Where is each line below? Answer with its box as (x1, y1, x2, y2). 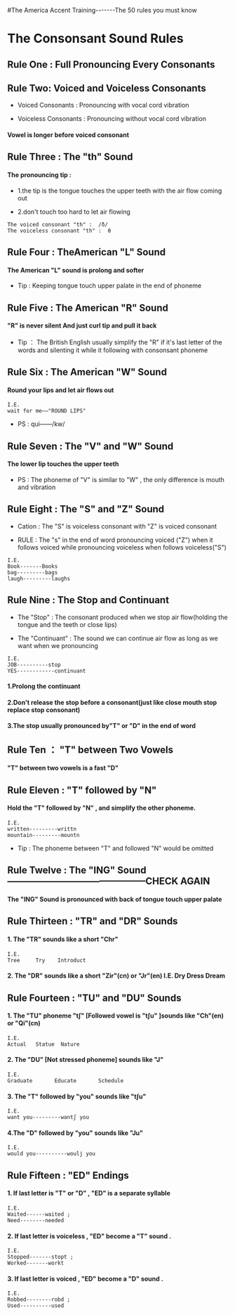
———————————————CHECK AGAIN (7, 875, 210, 888)
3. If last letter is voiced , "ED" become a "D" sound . (7, 1274, 163, 1283)
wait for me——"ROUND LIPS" (7, 408, 86, 415)
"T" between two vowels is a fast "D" (7, 764, 119, 772)
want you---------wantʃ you (7, 1114, 90, 1121)
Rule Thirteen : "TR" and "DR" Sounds (7, 915, 178, 927)
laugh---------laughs (7, 575, 71, 582)
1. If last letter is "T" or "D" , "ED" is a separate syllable (7, 1189, 170, 1198)
